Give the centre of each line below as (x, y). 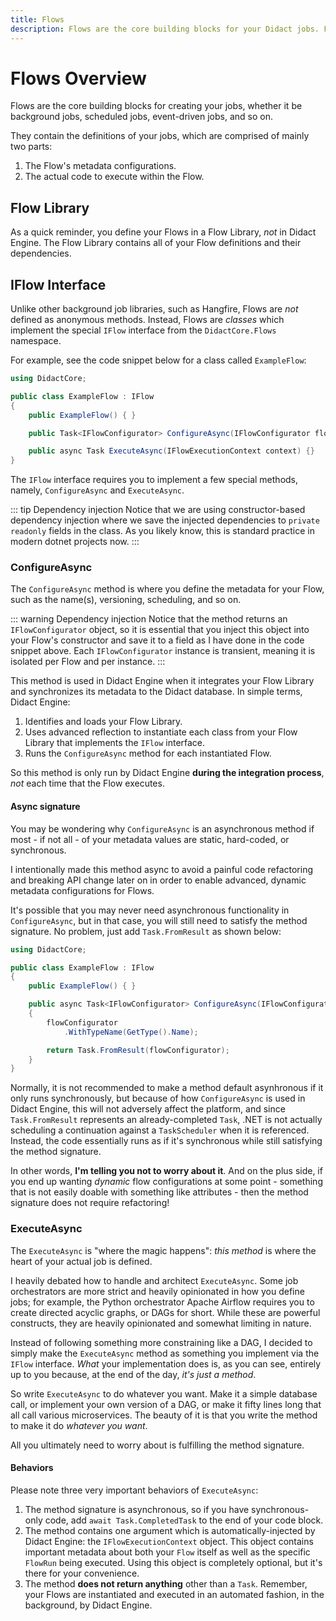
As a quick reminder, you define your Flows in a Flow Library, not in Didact (163, 232)
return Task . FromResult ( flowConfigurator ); (138, 1050)
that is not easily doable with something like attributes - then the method (159, 1192)
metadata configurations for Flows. (82, 890)
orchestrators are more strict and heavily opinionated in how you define (157, 1291)
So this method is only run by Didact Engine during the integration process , (167, 773)
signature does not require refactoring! (90, 1203)
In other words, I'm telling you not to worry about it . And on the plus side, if (166, 1171)
